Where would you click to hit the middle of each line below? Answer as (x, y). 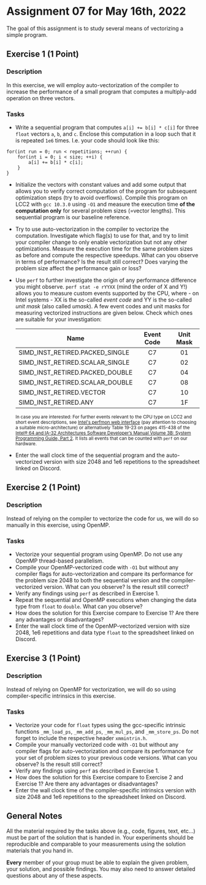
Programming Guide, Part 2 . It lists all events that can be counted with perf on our (101, 438)
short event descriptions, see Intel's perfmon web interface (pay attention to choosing (106, 422)
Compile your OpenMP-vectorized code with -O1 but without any (97, 567)
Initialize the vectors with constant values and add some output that (101, 184)
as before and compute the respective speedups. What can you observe (107, 255)
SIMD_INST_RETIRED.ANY (56, 402)
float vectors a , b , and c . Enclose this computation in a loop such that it (105, 134)
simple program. (27, 34)
